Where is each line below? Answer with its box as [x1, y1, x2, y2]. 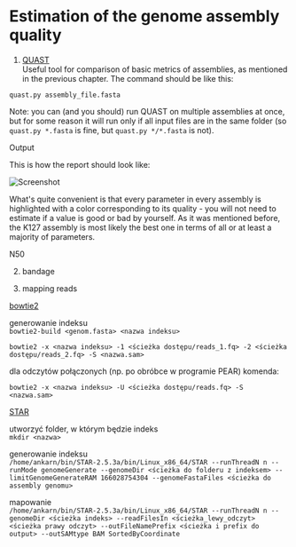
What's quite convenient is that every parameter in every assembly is [9, 194, 261, 204]
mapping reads [21, 282, 78, 294]
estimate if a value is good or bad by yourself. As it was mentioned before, [9, 212, 281, 223]
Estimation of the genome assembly [9, 6, 280, 27]
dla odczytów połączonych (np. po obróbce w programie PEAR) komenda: [9, 366, 279, 377]
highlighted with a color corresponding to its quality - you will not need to [9, 202, 277, 214]
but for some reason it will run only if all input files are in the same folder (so [9, 115, 287, 126]
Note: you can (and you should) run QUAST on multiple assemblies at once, [9, 106, 285, 116]
